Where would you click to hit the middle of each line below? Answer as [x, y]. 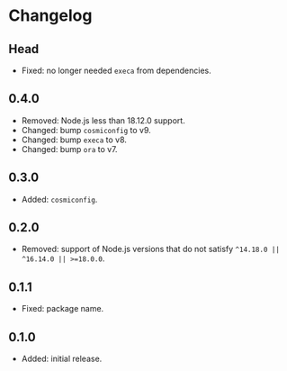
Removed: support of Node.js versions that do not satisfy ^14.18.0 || [151, 249]
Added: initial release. [62, 359]
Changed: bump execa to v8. [74, 140]
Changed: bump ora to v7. [69, 149]
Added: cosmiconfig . [59, 199]
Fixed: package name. [63, 309]
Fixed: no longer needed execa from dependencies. [117, 70]
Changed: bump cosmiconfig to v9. [86, 130]
